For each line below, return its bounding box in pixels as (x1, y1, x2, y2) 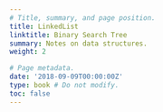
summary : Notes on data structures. (9, 38, 148, 48)
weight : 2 (9, 47, 47, 56)
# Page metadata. (9, 64, 75, 73)
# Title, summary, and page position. (9, 13, 156, 23)
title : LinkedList (9, 22, 79, 31)
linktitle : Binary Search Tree (9, 30, 128, 39)
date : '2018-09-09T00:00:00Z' (9, 72, 124, 82)
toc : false (9, 88, 51, 98)
